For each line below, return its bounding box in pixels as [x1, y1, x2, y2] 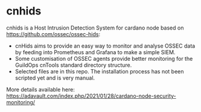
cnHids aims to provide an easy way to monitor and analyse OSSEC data [14, 42, 196, 49]
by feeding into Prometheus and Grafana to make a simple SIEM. [14, 48, 176, 55]
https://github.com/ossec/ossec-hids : [6, 30, 101, 37]
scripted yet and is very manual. [14, 74, 95, 81]
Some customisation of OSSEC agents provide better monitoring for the [14, 55, 193, 62]
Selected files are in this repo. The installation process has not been [14, 67, 184, 75]
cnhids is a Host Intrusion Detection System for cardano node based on [6, 24, 184, 31]
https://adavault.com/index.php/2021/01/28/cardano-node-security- [6, 92, 176, 99]
